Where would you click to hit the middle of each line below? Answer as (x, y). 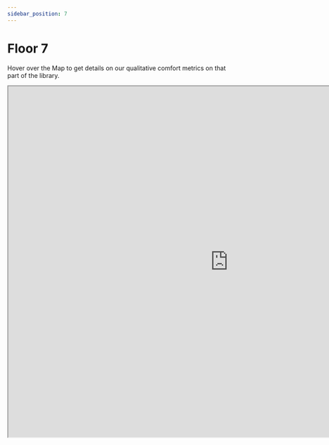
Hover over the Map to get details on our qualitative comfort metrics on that (117, 68)
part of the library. (33, 75)
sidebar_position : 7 (38, 14)
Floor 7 (28, 48)
